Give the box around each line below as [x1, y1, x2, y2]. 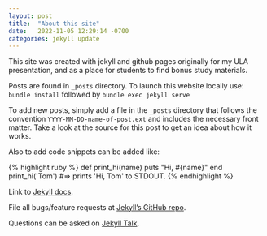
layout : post [8, 11, 53, 20]
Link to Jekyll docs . [8, 187, 73, 197]
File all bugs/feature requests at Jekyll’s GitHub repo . [8, 203, 186, 212]
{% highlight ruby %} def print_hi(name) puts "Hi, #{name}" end [8, 163, 223, 173]
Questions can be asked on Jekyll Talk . [8, 218, 140, 228]
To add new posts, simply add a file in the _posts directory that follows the [8, 105, 258, 115]
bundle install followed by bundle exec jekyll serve [8, 90, 190, 100]
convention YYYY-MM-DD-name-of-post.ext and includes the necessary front [8, 114, 259, 124]
